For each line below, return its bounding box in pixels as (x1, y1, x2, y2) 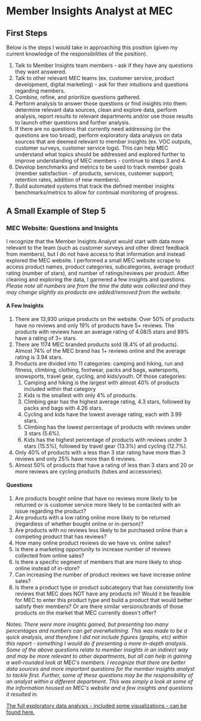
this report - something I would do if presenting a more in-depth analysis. (6, 640, 187, 647)
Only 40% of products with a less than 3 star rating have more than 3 (14, 448, 185, 456)
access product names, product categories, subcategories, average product (6, 263, 194, 270)
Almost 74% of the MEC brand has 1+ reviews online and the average (14, 347, 186, 354)
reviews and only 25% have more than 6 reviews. (14, 455, 136, 462)
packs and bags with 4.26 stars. (23, 404, 103, 411)
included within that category (23, 385, 96, 392)
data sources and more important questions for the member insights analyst (6, 665, 195, 673)
